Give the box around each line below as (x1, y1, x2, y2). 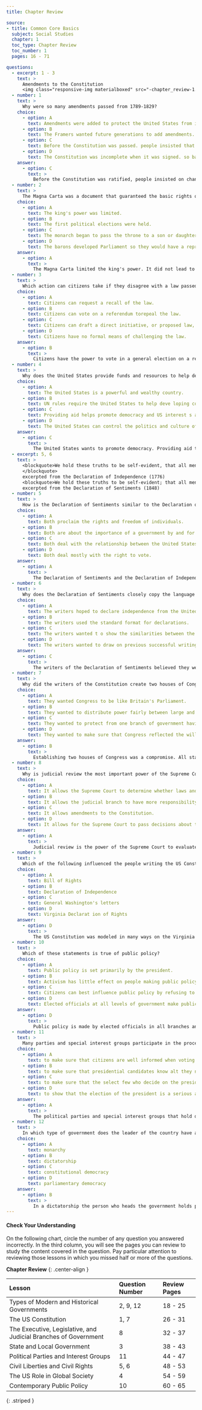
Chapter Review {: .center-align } (6, 1266, 89, 1273)
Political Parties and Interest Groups (9, 1352, 111, 1361)
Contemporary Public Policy (9, 1382, 88, 1390)
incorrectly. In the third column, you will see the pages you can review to (6, 1241, 186, 1249)
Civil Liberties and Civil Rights (9, 1362, 93, 1370)
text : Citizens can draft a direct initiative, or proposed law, (28, 322, 195, 329)
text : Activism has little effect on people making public (28, 979, 179, 985)
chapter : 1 (11, 37, 39, 43)
